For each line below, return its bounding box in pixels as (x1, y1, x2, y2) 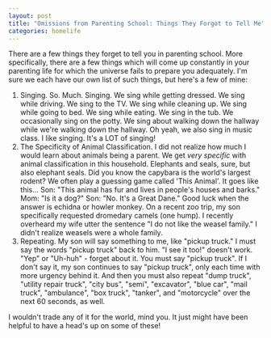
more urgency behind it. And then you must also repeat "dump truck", (19, 271, 252, 281)
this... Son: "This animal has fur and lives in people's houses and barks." (19, 185, 261, 195)
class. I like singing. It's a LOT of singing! (19, 133, 156, 143)
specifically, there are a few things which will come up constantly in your (8, 57, 250, 67)
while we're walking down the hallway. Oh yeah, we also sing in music (19, 125, 252, 134)
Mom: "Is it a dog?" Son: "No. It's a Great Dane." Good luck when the (19, 193, 249, 203)
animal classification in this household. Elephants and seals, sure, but (19, 159, 251, 169)
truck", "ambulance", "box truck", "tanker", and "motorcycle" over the (19, 288, 251, 298)
